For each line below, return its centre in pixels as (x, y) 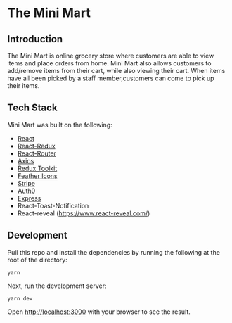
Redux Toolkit (37, 168)
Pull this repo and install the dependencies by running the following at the (114, 252)
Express (29, 198)
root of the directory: (38, 260)
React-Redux (36, 146)
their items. (24, 85)
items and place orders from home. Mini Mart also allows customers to (109, 63)
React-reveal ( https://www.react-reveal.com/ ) (84, 213)
